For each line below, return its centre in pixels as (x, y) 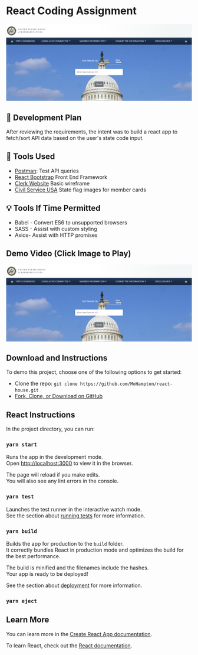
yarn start (22, 445)
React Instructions (41, 415)
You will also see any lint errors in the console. (62, 481)
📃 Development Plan (44, 117)
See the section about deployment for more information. (74, 585)
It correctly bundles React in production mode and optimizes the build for (95, 550)
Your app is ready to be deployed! (47, 574)
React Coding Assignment (72, 11)
